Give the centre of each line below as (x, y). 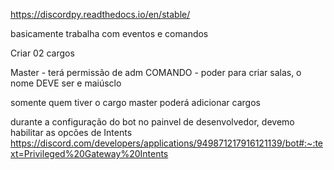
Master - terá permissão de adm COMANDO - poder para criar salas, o (156, 72)
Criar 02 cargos (42, 53)
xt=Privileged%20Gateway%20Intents (89, 153)
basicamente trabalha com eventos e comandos (109, 33)
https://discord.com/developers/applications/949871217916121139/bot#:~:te (167, 143)
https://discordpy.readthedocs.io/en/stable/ (100, 14)
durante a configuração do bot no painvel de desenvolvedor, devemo (152, 122)
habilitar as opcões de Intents (71, 132)
